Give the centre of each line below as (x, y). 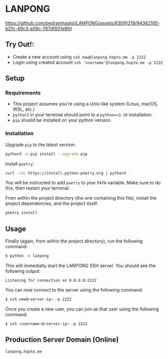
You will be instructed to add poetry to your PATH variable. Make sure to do (83, 183)
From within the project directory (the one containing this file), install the (81, 198)
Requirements (23, 93)
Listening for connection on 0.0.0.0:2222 (51, 281)
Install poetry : (20, 163)
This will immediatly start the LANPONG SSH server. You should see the (81, 266)
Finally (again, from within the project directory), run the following (74, 241)
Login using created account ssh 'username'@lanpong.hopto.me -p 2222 (88, 62)
